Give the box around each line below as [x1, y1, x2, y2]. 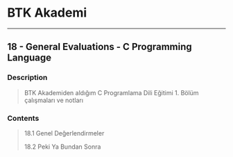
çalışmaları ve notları [24, 96, 84, 104]
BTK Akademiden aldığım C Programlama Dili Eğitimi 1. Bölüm [24, 88, 199, 97]
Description [7, 73, 48, 83]
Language [7, 52, 52, 64]
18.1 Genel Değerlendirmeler [24, 129, 105, 137]
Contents [7, 113, 40, 123]
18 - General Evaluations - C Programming [7, 41, 192, 53]
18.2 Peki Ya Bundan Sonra [24, 142, 101, 151]
